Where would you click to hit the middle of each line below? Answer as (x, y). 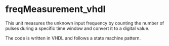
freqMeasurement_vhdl (55, 9)
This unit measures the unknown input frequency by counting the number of (85, 23)
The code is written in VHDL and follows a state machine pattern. (73, 38)
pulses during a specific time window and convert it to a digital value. (77, 28)
